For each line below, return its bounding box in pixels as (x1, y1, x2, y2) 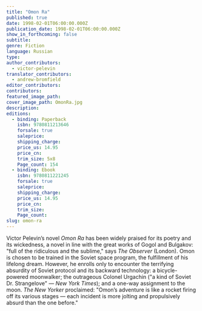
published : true (6, 15, 47, 21)
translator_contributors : (6, 71, 72, 77)
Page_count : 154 (17, 162, 59, 168)
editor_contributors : (6, 83, 61, 89)
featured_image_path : (6, 94, 61, 100)
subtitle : (6, 37, 32, 43)
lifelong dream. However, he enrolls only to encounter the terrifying (6, 261, 174, 267)
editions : (6, 111, 32, 117)
